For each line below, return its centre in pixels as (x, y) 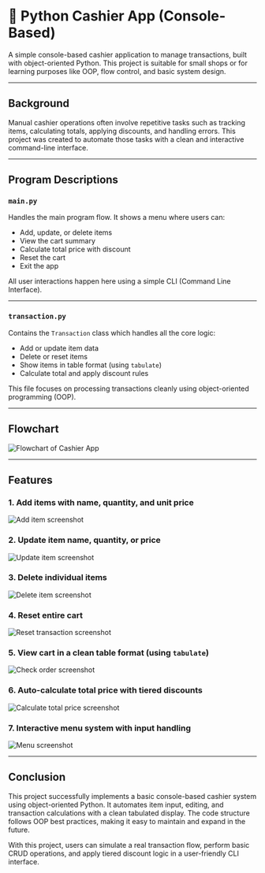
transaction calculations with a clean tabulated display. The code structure (129, 813)
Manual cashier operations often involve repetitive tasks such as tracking (127, 122)
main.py (23, 201)
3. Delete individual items (58, 578)
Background (39, 104)
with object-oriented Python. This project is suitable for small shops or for (128, 63)
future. (19, 830)
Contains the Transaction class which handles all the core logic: (112, 332)
